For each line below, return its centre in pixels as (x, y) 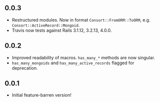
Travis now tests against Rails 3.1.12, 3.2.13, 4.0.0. (62, 30)
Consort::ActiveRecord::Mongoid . (46, 25)
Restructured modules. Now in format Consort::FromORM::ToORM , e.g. (81, 20)
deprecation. (25, 68)
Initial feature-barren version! (41, 95)
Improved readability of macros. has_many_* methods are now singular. (83, 57)
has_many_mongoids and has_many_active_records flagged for (73, 63)
